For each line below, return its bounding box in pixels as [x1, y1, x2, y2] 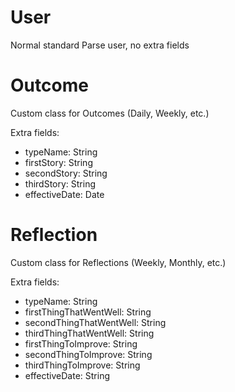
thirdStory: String [24, 177, 97, 190]
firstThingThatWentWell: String [24, 306, 152, 318]
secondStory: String [24, 167, 108, 179]
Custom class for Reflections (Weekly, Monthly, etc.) [10, 256, 227, 268]
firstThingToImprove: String [24, 337, 138, 350]
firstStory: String [24, 156, 93, 168]
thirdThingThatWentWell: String [24, 327, 155, 339]
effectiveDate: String [24, 369, 111, 381]
